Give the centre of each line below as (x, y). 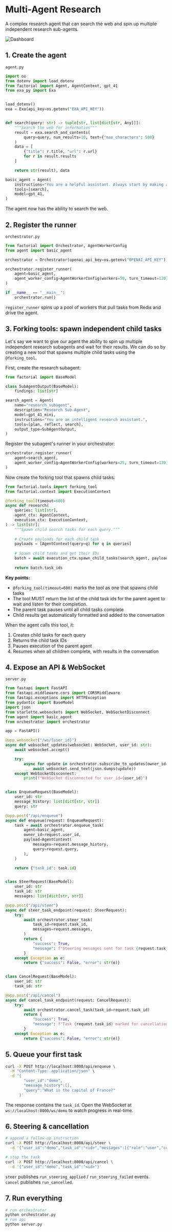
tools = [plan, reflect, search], (49, 424)
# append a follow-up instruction (42, 1138)
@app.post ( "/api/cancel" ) (33, 995)
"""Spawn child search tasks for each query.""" (67, 529)
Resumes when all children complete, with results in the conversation (86, 651)
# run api (16, 1220)
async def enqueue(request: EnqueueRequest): (55, 820)
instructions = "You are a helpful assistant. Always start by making (89, 184)
